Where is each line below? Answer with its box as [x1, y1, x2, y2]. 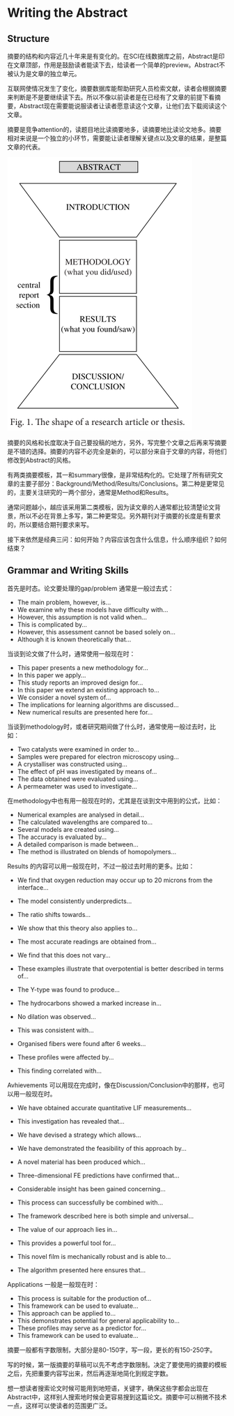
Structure [7, 33, 50, 45]
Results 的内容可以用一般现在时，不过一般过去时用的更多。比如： [7, 862, 195, 870]
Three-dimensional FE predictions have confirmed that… [17, 1171, 180, 1179]
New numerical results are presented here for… [17, 708, 153, 716]
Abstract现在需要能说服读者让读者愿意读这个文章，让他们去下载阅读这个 [19, 102, 227, 110]
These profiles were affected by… [17, 1052, 114, 1061]
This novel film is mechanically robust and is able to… [17, 1252, 171, 1260]
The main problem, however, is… [17, 598, 111, 606]
